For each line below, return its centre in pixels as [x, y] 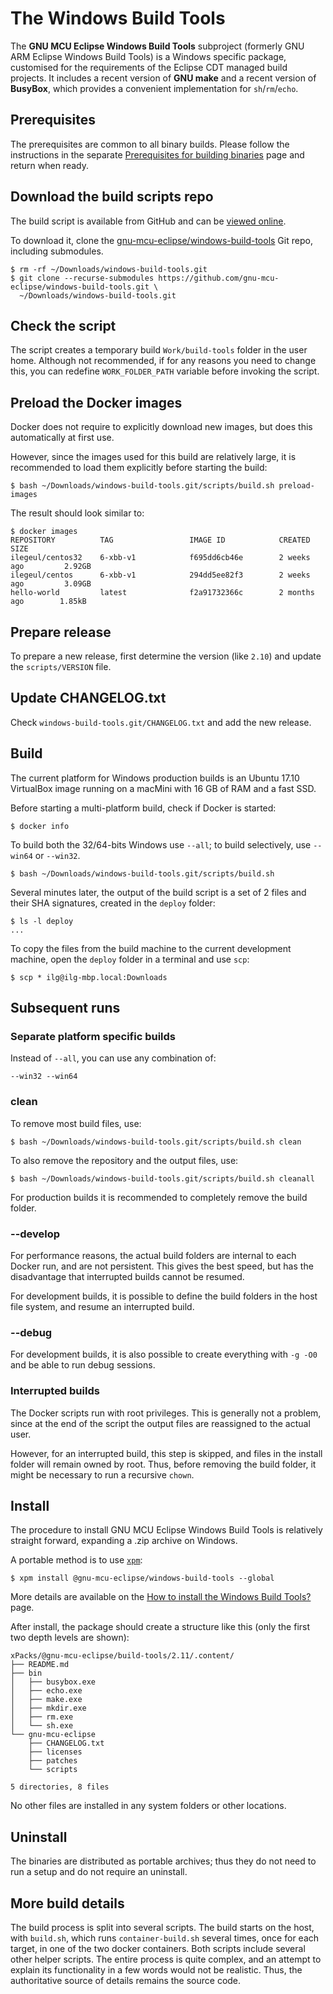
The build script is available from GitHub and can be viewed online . [148, 221]
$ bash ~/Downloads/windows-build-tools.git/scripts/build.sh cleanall [162, 1178]
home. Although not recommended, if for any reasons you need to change [163, 361]
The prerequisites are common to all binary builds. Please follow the [150, 144]
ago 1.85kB [48, 602]
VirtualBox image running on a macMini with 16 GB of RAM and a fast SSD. [163, 788]
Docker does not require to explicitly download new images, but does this [161, 427]
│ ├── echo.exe [46, 1691]
